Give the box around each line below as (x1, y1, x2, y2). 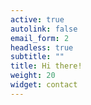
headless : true (10, 42, 74, 53)
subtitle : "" (10, 52, 65, 62)
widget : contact (10, 80, 78, 90)
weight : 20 (10, 71, 56, 81)
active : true (10, 14, 65, 25)
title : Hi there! (10, 61, 83, 71)
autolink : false (10, 24, 78, 34)
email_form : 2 (10, 33, 70, 43)
